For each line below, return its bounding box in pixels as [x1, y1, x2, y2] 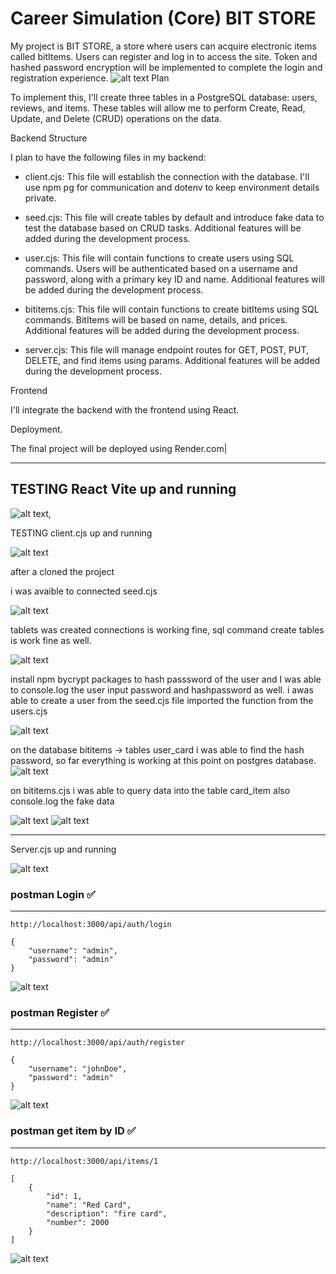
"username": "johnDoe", [28, 1064, 128, 1074]
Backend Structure [10, 132, 88, 144]
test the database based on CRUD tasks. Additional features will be [24, 222, 302, 234]
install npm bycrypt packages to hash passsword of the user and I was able [10, 673, 322, 685]
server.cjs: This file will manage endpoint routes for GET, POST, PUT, [24, 343, 309, 356]
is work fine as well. [10, 634, 92, 646]
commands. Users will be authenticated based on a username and [24, 262, 298, 274]
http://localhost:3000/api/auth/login [10, 920, 172, 930]
